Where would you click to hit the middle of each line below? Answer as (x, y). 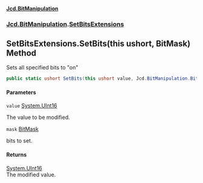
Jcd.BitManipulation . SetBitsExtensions (65, 24)
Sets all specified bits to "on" (42, 68)
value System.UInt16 (32, 106)
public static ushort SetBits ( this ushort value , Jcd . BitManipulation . (98, 79)
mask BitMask (23, 129)
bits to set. (19, 141)
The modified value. (31, 175)
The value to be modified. (38, 117)
